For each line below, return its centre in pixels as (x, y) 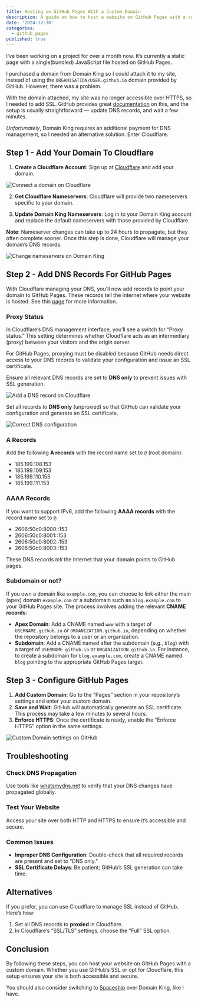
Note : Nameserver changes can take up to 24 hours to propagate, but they (97, 232)
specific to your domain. (44, 202)
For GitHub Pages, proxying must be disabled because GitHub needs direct (97, 353)
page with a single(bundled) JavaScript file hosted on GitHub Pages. (89, 62)
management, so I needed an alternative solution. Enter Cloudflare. (88, 134)
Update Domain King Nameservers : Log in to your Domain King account (103, 214)
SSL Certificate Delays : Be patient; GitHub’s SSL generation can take (99, 867)
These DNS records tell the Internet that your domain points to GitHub (91, 559)
